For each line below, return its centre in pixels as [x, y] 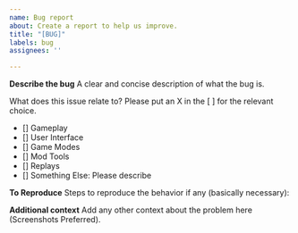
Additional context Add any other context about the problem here [131, 210]
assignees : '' [36, 51]
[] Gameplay [45, 128]
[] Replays [41, 166]
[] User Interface [53, 137]
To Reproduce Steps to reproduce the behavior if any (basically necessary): [149, 193]
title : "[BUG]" [38, 34]
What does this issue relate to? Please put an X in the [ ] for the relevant [141, 101]
